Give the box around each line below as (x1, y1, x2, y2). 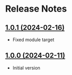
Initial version (12, 64, 40, 71)
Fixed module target (12, 36, 54, 43)
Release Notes (5, 3, 67, 15)
